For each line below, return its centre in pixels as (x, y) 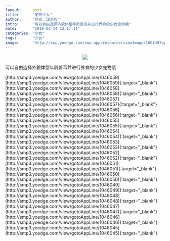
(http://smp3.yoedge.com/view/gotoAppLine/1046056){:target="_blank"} (81, 115)
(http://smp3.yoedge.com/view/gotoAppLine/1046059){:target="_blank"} (81, 83)
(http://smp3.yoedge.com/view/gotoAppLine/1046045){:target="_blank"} (81, 233)
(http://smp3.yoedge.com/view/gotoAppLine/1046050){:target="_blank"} (81, 179)
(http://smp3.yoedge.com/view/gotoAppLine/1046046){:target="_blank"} (81, 222)
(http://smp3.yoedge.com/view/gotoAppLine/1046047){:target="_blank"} (81, 211)
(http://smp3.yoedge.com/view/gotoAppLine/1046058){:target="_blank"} (81, 93)
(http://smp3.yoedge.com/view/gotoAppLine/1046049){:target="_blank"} (81, 190)
